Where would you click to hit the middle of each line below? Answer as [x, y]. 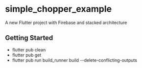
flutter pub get [27, 55]
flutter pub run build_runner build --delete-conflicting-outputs [74, 60]
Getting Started [29, 38]
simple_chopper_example [58, 9]
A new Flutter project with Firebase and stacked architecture [66, 23]
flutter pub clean [29, 49]
